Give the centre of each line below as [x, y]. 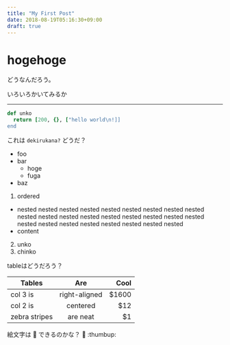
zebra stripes [32, 316]
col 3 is [22, 294]
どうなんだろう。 [31, 80]
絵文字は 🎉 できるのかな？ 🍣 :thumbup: [62, 334]
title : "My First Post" [41, 13]
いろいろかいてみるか [37, 94]
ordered [28, 196]
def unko [20, 113]
